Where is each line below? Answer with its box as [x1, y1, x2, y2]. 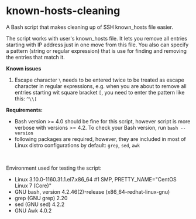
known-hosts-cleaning [6, 4, 121, 18]
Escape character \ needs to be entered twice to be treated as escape [14, 76, 184, 83]
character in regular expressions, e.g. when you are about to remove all [14, 82, 187, 89]
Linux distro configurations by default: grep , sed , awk [14, 141, 140, 149]
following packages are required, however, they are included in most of [14, 135, 186, 142]
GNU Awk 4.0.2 [14, 207, 52, 214]
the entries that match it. [6, 53, 66, 60]
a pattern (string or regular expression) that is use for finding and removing [6, 47, 187, 54]
